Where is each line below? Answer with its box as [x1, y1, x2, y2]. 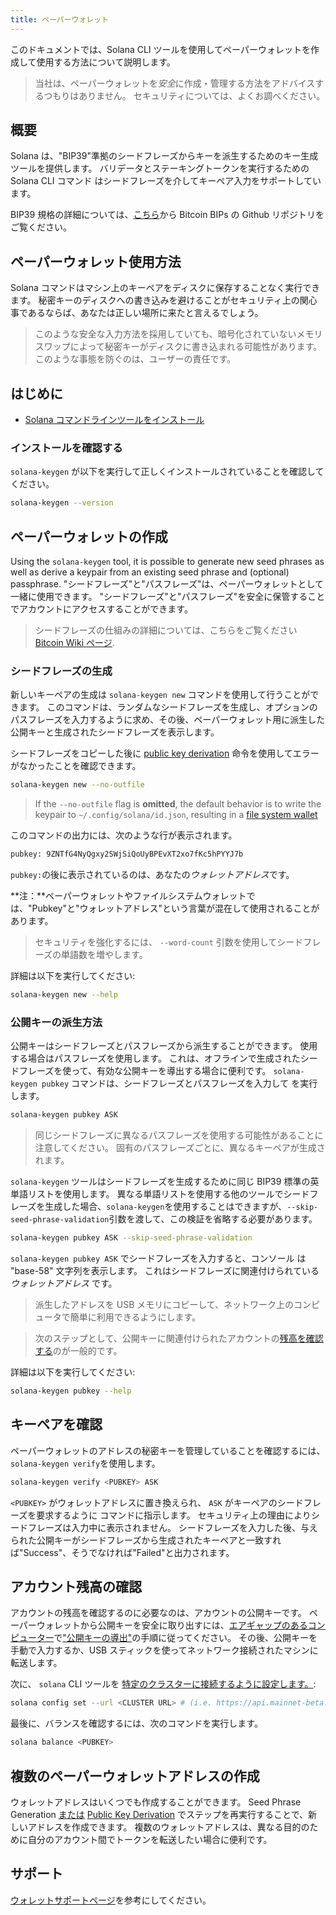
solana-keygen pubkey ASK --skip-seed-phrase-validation [10, 1233, 253, 1243]
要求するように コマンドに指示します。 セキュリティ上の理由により [36, 1509, 312, 1521]
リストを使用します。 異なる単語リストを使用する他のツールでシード [27, 1188, 310, 1200]
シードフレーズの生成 [10, 664, 113, 678]
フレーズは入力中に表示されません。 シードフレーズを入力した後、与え [27, 1521, 319, 1533]
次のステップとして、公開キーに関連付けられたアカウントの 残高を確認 [34, 1332, 324, 1345]
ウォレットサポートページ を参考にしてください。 [10, 1894, 212, 1906]
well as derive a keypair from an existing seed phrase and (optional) [10, 566, 290, 578]
